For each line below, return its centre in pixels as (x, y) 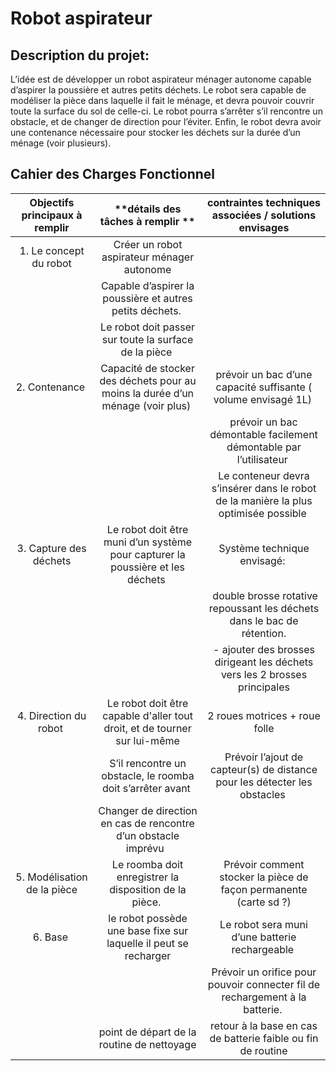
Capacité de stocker (147, 368)
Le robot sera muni (263, 924)
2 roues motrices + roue (264, 715)
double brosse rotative (265, 595)
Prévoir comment (264, 864)
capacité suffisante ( (264, 387)
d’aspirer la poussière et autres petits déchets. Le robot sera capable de (158, 90)
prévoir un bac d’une (264, 374)
